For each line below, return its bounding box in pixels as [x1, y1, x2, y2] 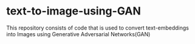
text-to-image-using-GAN [6, 4, 142, 18]
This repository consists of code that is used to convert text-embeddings [6, 24, 190, 31]
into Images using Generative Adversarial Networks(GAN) [6, 30, 151, 37]
